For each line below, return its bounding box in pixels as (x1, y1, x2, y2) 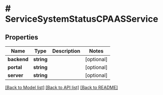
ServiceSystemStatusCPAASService (5, 13, 159, 25)
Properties (5, 33, 38, 41)
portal (7, 64, 22, 70)
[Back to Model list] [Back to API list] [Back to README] (5, 85, 118, 90)
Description (52, 48, 80, 54)
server (7, 72, 24, 79)
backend (7, 56, 29, 63)
